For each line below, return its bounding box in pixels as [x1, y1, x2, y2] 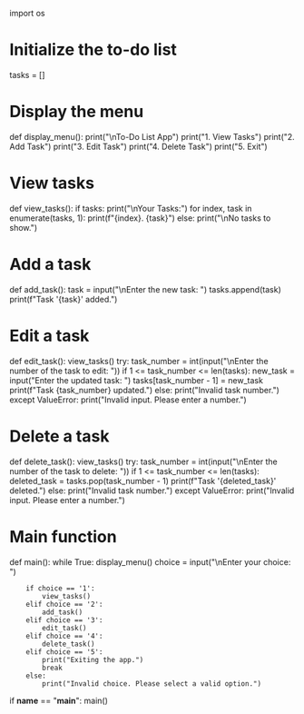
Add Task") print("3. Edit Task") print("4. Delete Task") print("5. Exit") [9, 141, 268, 152]
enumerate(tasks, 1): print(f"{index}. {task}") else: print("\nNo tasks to [9, 213, 271, 223]
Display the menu [9, 102, 144, 122]
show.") [9, 222, 38, 233]
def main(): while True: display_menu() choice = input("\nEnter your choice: [9, 556, 291, 567]
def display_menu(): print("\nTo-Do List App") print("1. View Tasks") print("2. [9, 131, 295, 142]
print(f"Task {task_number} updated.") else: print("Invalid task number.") [9, 384, 279, 395]
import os [9, 8, 45, 18]
